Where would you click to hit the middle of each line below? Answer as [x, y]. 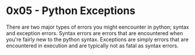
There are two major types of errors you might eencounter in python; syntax [97, 27]
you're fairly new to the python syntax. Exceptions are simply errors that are [97, 39]
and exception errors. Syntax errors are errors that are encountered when [95, 33]
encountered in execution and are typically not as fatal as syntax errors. [93, 46]
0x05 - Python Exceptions [71, 11]
